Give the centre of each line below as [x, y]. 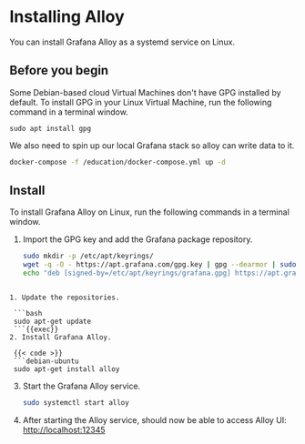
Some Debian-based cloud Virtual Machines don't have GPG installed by [145, 92]
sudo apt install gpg [51, 128]
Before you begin [59, 71]
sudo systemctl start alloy [76, 403]
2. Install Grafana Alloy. [61, 338]
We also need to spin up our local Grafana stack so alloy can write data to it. [152, 145]
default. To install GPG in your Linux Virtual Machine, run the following [141, 102]
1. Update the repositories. [65, 298]
